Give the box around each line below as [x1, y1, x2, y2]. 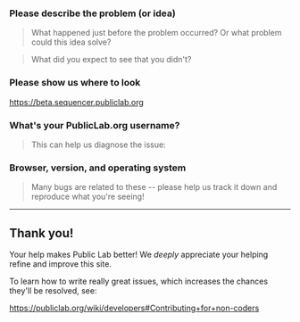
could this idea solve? [30, 37, 112, 47]
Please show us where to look [9, 77, 141, 89]
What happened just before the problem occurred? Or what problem [30, 28, 282, 38]
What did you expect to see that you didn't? [30, 54, 192, 65]
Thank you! [9, 226, 74, 241]
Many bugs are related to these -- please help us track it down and [30, 182, 278, 193]
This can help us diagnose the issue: [30, 139, 167, 150]
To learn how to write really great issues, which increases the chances [9, 276, 269, 286]
